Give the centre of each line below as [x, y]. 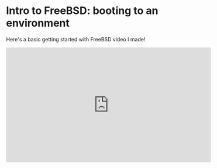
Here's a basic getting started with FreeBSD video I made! [76, 39]
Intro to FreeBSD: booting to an [82, 11]
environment [38, 23]
